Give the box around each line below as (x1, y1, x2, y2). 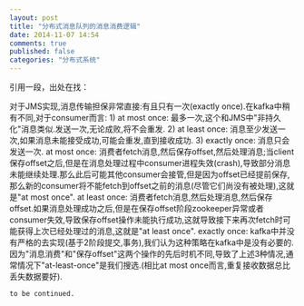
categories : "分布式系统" (9, 55, 101, 64)
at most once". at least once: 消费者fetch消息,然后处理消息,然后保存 (21, 192, 273, 202)
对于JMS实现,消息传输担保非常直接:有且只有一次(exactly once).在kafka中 (9, 101, 283, 112)
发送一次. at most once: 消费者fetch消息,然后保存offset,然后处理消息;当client (9, 146, 295, 157)
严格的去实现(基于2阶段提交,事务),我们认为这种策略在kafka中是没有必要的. (16, 237, 295, 248)
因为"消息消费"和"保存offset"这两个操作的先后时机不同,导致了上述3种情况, (9, 249, 286, 259)
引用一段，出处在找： (9, 82, 89, 92)
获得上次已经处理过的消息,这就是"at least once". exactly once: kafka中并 (16, 226, 288, 236)
